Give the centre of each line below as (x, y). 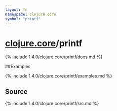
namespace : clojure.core (31, 14)
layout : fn (16, 10)
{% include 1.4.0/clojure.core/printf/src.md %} (52, 104)
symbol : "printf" (23, 19)
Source (17, 92)
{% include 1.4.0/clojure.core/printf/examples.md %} (59, 76)
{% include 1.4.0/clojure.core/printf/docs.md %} (54, 57)
